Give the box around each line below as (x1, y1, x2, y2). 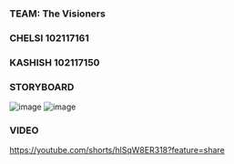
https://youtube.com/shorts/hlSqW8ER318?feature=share (9, 145, 225, 156)
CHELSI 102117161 (9, 31, 89, 44)
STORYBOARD (9, 80, 75, 93)
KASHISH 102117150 (9, 56, 100, 68)
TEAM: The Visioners (9, 7, 107, 20)
